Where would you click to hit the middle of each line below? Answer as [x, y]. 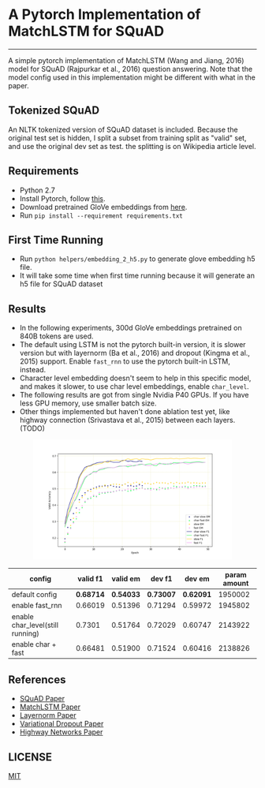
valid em [126, 579]
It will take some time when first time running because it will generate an [137, 276]
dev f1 [161, 579]
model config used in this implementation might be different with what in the [132, 77]
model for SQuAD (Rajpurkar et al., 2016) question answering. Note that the [131, 69]
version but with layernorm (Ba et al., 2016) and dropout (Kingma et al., [135, 353]
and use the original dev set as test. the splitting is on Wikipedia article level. [132, 146]
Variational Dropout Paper [62, 724]
